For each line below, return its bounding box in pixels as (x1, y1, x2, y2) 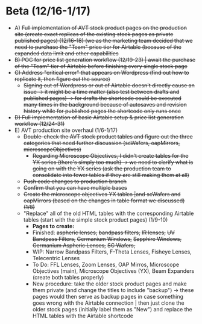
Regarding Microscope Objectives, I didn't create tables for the (32, 152, 189, 159)
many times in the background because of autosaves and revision (23, 101, 188, 108)
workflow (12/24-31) (14, 120, 65, 127)
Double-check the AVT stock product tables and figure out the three (23, 132, 194, 140)
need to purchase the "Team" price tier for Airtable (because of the (14, 43, 182, 51)
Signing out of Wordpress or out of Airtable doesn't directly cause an (23, 81, 195, 89)
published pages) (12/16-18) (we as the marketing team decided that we (14, 37, 193, 44)
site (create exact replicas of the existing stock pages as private (14, 30, 174, 37)
